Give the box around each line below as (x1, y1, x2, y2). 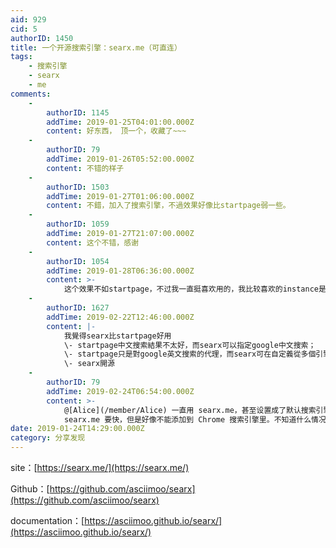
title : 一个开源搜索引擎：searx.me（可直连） (10, 42, 182, 53)
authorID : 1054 (46, 256, 110, 266)
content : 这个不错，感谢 (46, 237, 139, 248)
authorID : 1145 (46, 107, 110, 118)
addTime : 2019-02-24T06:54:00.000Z (46, 386, 195, 396)
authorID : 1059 (46, 219, 110, 230)
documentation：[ (10, 515, 85, 526)
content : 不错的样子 (46, 163, 125, 173)
